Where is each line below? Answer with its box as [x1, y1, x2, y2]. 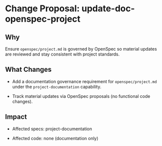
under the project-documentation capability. [12, 84, 102, 89]
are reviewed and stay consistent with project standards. [5, 51, 120, 57]
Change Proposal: [5, 3, 80, 14]
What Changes [5, 65, 52, 74]
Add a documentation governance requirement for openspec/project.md [12, 78, 157, 84]
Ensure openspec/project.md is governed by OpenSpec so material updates [5, 46, 157, 52]
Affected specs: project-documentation [12, 126, 92, 132]
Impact [5, 113, 27, 121]
